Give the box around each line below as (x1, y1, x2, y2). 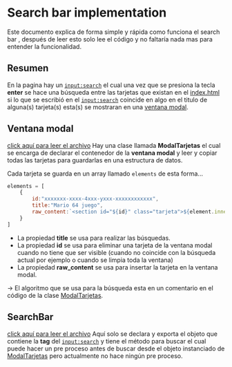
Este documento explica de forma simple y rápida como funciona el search (7, 28, 220, 36)
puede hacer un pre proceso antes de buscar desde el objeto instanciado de (7, 344, 225, 352)
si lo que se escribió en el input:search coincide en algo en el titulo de (7, 95, 208, 104)
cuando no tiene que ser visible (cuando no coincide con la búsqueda (17, 248, 216, 256)
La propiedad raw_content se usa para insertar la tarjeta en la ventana (17, 263, 218, 271)
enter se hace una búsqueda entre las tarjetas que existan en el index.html (7, 88, 220, 96)
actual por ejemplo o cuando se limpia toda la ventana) (17, 256, 174, 264)
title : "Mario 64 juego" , (32, 202, 104, 209)
